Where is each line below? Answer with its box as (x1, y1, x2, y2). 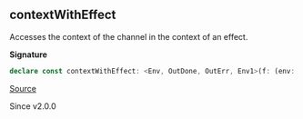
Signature (9, 49, 48, 60)
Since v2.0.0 (9, 100, 56, 112)
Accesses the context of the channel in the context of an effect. (9, 31, 248, 42)
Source (9, 83, 36, 94)
